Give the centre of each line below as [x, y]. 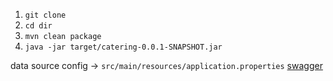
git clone [45, 15]
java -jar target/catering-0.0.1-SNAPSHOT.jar [123, 47]
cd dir [38, 26]
